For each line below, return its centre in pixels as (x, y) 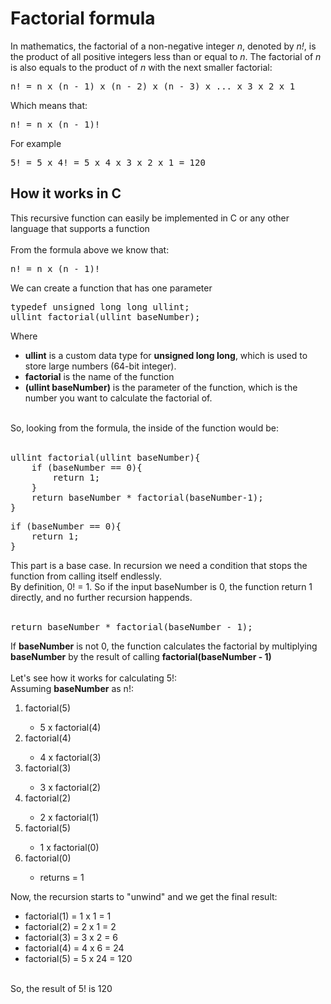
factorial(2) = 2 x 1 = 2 (70, 926)
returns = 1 (62, 877)
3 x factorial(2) (70, 787)
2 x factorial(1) (69, 817)
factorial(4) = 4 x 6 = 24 (74, 948)
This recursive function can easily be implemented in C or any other (150, 218)
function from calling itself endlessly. (86, 576)
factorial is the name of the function (99, 376)
